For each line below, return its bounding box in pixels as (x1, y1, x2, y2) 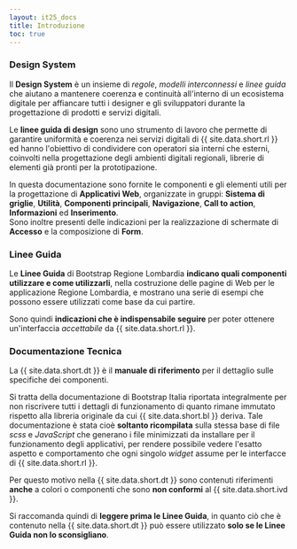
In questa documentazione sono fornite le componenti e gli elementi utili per (9, 179, 287, 189)
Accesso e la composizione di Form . (9, 226, 144, 236)
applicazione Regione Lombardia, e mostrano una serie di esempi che (9, 287, 264, 298)
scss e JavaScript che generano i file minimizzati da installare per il (9, 429, 255, 440)
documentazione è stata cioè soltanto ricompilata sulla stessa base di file (9, 420, 280, 430)
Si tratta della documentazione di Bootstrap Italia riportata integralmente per (9, 391, 287, 403)
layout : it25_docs (9, 12, 77, 22)
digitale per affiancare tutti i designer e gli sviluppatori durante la (9, 97, 246, 108)
